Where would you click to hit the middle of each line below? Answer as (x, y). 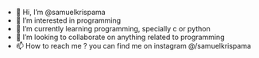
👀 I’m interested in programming (68, 20)
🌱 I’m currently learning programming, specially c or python (113, 29)
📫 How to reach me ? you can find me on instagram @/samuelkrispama (133, 46)
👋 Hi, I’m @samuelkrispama (60, 12)
